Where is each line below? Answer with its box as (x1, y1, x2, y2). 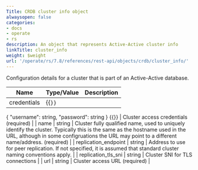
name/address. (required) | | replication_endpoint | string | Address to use (6, 138, 186, 145)
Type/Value (46, 88, 79, 96)
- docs (6, 25, 22, 31)
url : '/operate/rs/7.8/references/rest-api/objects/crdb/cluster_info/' (6, 58, 189, 64)
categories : (6, 19, 35, 25)
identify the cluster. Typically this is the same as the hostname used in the (6, 126, 186, 133)
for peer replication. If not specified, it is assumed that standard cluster (6, 145, 179, 152)
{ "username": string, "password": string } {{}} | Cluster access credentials (6, 113, 188, 120)
